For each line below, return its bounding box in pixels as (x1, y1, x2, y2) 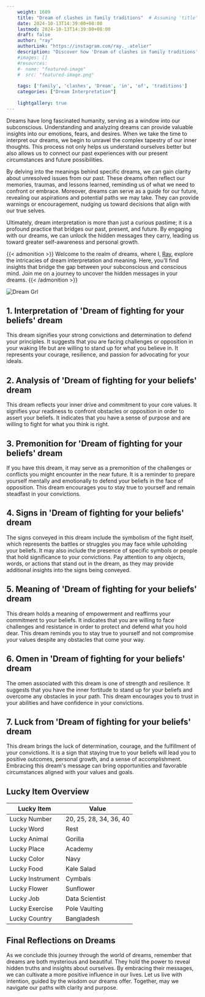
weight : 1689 (17, 9, 51, 15)
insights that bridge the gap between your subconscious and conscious (6, 263, 187, 270)
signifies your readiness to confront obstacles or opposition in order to (6, 408, 185, 415)
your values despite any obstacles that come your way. (6, 636, 146, 643)
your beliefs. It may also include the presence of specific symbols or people (6, 546, 198, 554)
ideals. (6, 358, 23, 365)
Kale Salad (65, 865, 96, 873)
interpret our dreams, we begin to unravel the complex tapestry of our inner (6, 136, 197, 144)
